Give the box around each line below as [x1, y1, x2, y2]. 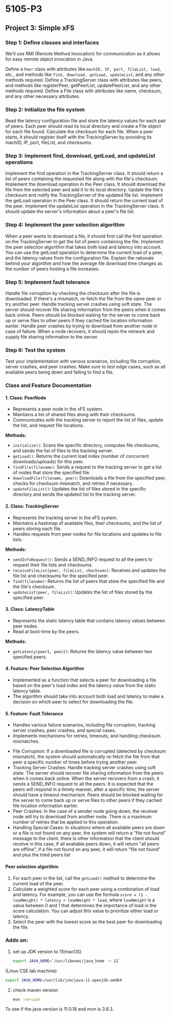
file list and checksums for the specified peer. [12, 573, 109, 579]
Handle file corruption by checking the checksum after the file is [5, 290, 140, 297]
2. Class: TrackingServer [5, 503, 59, 510]
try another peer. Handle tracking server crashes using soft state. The [5, 301, 152, 307]
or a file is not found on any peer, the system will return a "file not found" [12, 830, 166, 836]
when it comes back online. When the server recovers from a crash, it [12, 775, 160, 781]
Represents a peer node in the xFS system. [12, 406, 104, 412]
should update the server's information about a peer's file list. [5, 208, 135, 214]
